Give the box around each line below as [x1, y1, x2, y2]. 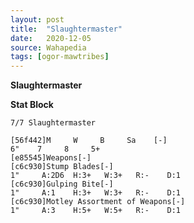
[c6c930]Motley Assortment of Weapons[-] [10, 197, 186, 207]
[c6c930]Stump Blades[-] [10, 162, 114, 172]
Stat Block [10, 99, 54, 111]
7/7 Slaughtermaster [10, 118, 97, 128]
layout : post [10, 14, 65, 25]
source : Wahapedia [10, 42, 87, 53]
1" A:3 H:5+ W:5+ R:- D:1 [10, 206, 182, 216]
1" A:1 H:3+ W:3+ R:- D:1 [10, 188, 182, 198]
